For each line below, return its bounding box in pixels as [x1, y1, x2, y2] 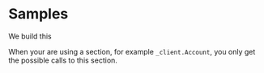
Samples [8, 5, 69, 23]
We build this [8, 31, 52, 41]
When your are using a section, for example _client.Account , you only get [8, 47, 256, 56]
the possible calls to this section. [8, 55, 117, 65]
